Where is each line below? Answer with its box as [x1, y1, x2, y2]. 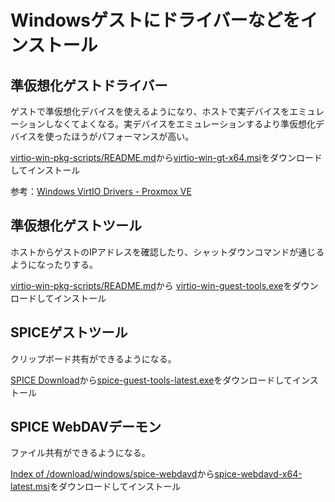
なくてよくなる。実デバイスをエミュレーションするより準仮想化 [53, 118, 317, 130]
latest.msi [10, 481, 50, 493]
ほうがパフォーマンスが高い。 [71, 131, 195, 142]
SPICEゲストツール [10, 324, 128, 341]
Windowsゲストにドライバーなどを [10, 9, 301, 32]
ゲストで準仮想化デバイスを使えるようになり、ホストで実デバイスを [10, 106, 290, 117]
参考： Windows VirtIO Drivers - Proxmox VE [10, 186, 192, 197]
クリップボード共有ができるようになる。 [10, 352, 177, 365]
